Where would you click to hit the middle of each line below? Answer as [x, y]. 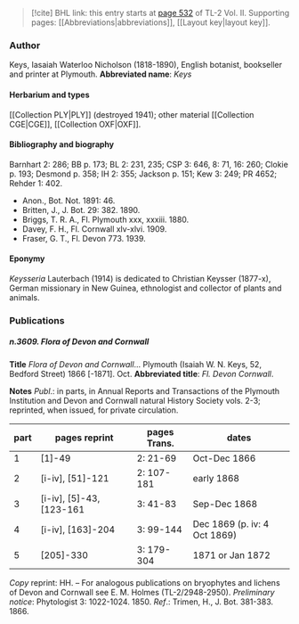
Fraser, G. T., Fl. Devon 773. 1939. [84, 238]
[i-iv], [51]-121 [75, 478]
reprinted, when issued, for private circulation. [94, 410]
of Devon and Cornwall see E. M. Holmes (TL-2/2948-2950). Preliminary [142, 592]
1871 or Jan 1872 [232, 554]
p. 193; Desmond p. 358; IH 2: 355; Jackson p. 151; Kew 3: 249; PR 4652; [143, 174]
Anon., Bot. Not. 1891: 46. [69, 201]
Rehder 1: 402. [36, 183]
